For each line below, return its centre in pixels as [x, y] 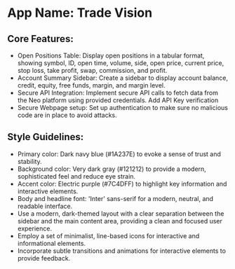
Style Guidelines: [46, 137]
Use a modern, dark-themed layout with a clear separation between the [121, 213]
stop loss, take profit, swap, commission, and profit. [92, 70]
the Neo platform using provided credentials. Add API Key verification [118, 100]
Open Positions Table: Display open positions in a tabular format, [111, 55]
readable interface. [45, 206]
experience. [35, 228]
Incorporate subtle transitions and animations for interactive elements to [122, 251]
